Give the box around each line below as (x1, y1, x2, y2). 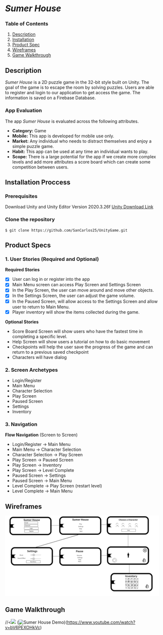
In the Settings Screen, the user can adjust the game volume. (12, 293, 135, 298)
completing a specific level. (12, 333, 67, 339)
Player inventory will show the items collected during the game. (12, 309, 140, 315)
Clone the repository (5, 216, 55, 223)
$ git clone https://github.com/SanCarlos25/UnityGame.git (5, 228, 128, 233)
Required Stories (5, 267, 40, 273)
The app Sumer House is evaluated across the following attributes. (5, 118, 139, 124)
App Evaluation (5, 107, 42, 114)
